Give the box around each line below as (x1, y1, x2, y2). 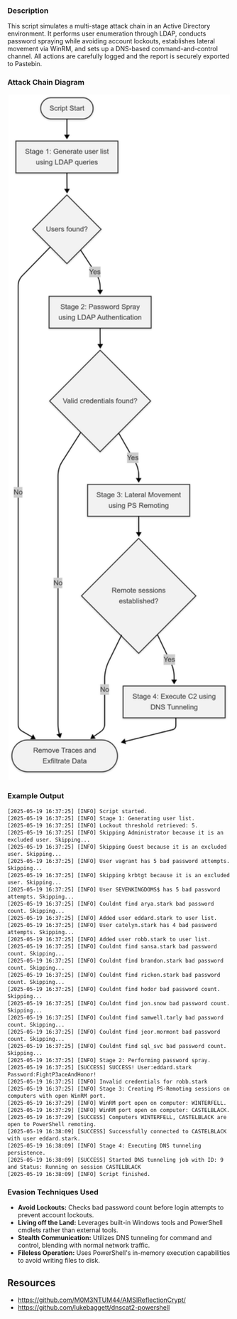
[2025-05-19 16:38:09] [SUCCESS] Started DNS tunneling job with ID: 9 (7, 1157, 224, 1164)
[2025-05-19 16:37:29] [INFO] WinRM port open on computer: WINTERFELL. (7, 1100, 227, 1107)
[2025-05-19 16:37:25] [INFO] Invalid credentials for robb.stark (7, 1079, 208, 1086)
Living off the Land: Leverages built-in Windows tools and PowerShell (17, 1219, 224, 1227)
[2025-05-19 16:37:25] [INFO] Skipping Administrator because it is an (7, 830, 224, 837)
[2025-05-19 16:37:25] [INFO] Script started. (7, 808, 148, 815)
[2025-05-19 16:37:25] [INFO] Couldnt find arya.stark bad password (7, 901, 214, 908)
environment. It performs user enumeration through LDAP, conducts (7, 29, 206, 38)
